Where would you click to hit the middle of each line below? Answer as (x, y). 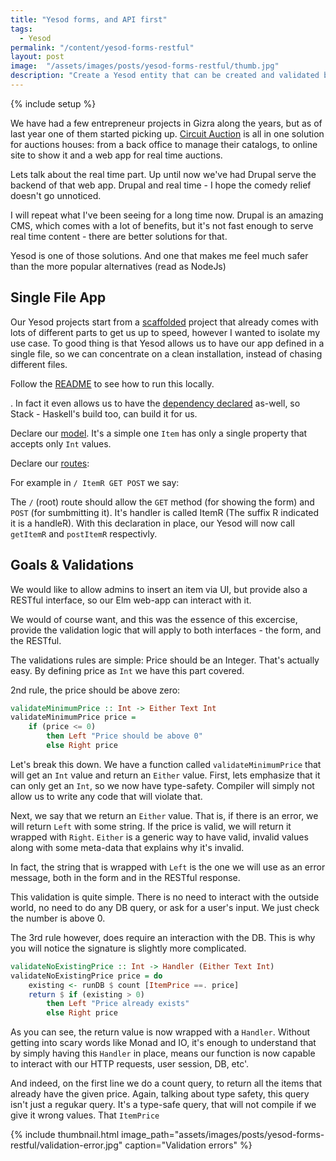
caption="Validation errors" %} (188, 1145)
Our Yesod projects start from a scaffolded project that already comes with (164, 322)
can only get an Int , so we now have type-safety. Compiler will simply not (162, 785)
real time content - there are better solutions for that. (119, 236)
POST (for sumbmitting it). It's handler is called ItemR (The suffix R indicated (165, 512)
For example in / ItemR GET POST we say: (95, 482)
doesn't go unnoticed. (56, 195)
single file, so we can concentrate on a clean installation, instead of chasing (166, 353)
